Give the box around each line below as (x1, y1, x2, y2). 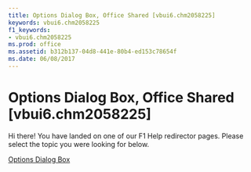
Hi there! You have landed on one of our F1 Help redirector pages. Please (8, 131, 244, 141)
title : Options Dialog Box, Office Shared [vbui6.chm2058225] (8, 11, 216, 20)
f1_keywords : (8, 26, 51, 34)
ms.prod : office (8, 41, 61, 48)
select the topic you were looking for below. (8, 139, 150, 149)
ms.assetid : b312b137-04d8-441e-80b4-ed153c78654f (8, 48, 177, 56)
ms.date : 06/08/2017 (8, 56, 76, 63)
